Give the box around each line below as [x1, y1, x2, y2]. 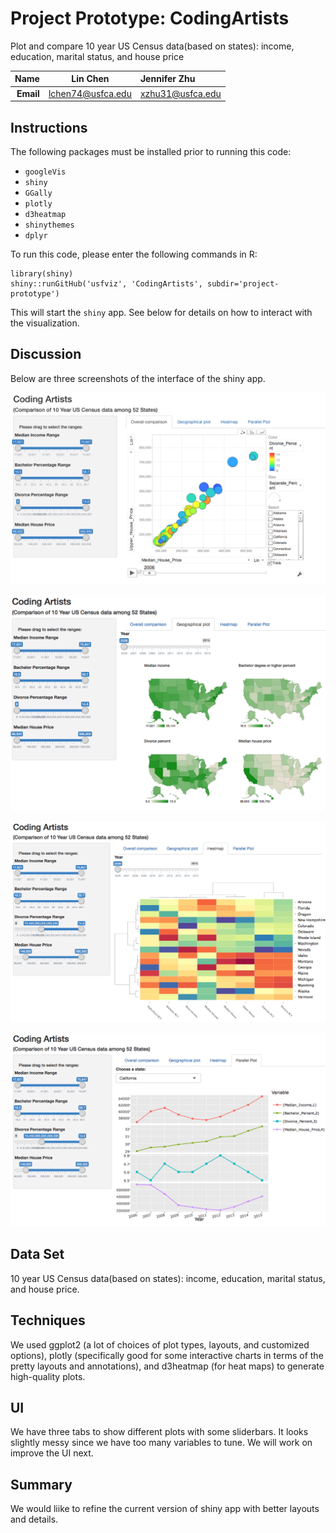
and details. [10, 1513, 59, 1526]
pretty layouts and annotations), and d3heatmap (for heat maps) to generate [10, 1360, 325, 1372]
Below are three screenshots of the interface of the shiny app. [10, 372, 266, 384]
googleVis [24, 167, 67, 177]
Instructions [10, 119, 88, 136]
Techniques [10, 1312, 86, 1329]
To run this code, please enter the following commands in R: [10, 248, 258, 260]
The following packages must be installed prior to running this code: [10, 146, 292, 157]
